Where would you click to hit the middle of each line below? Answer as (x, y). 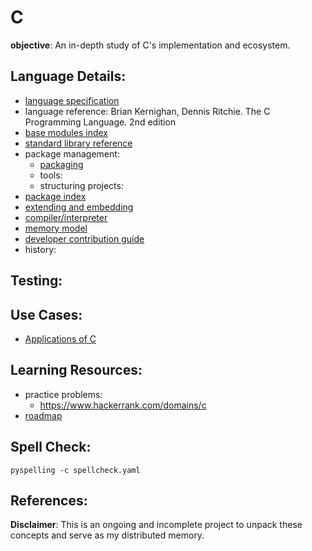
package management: (72, 153)
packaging (61, 164)
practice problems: (63, 394)
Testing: (36, 281)
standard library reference (78, 143)
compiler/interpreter (66, 217)
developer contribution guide (84, 238)
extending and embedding (79, 207)
